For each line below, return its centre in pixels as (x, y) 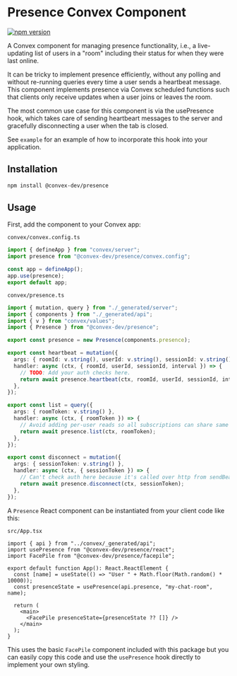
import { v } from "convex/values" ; (61, 321)
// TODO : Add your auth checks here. (75, 372)
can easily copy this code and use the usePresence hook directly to (104, 657)
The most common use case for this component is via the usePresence (111, 110)
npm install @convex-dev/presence (58, 185)
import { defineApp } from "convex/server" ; (74, 250)
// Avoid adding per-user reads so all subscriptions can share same (124, 425)
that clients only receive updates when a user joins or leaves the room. (110, 97)
